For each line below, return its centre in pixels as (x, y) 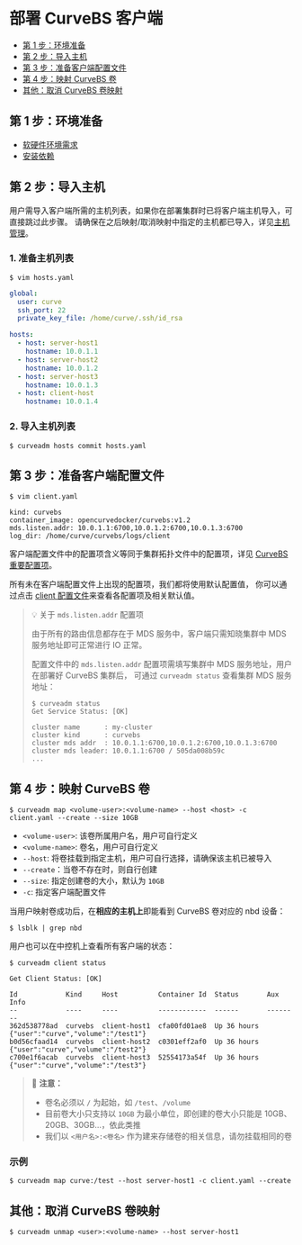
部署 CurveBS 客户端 (86, 18)
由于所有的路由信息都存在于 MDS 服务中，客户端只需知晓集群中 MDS (159, 634)
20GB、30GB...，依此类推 (93, 1125)
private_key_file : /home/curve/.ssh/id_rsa (100, 319)
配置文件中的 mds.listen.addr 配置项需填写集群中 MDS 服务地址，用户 (161, 664)
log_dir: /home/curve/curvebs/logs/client (90, 537)
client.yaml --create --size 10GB (74, 818)
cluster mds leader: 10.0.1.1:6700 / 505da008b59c (128, 751)
